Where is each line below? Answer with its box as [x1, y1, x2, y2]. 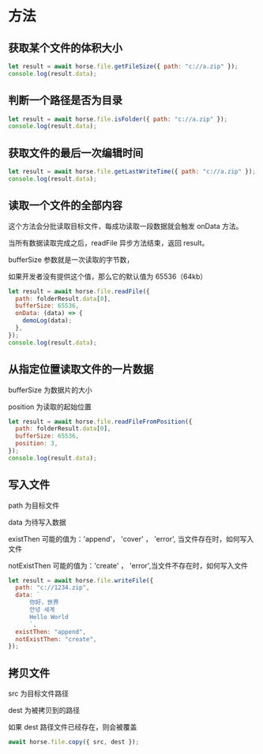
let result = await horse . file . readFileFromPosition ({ [8, 418, 193, 426]
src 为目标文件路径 [8, 688, 70, 699]
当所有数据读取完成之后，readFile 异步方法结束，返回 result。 [8, 238, 209, 247]
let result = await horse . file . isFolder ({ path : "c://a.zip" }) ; [8, 115, 227, 123]
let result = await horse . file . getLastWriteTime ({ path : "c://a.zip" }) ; [8, 167, 257, 176]
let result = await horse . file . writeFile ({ [8, 576, 154, 584]
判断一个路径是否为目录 [8, 94, 122, 107]
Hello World [28, 613, 69, 621]
